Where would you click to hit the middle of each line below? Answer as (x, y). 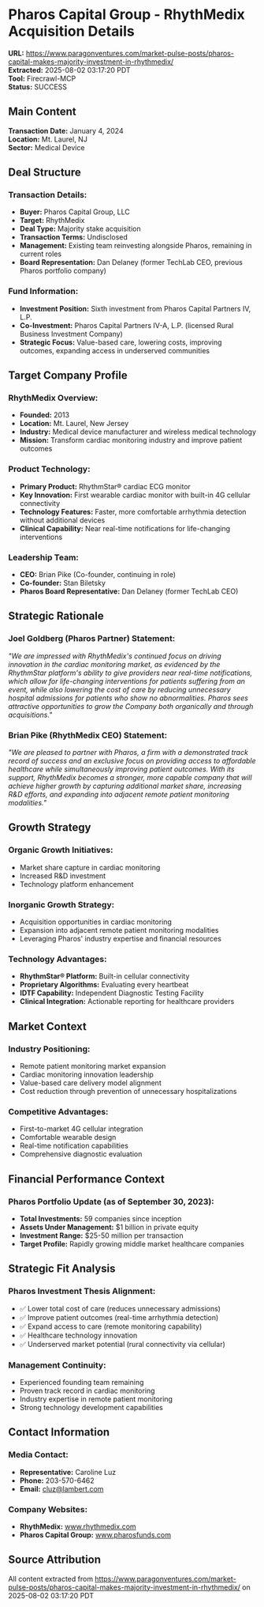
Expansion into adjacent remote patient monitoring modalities (119, 930)
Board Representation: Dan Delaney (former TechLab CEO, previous (131, 262)
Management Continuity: (57, 1365)
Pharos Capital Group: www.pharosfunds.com (95, 1534)
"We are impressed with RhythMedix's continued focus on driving (115, 656)
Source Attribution (54, 1560)
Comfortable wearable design (68, 1137)
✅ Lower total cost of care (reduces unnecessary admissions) (120, 1308)
